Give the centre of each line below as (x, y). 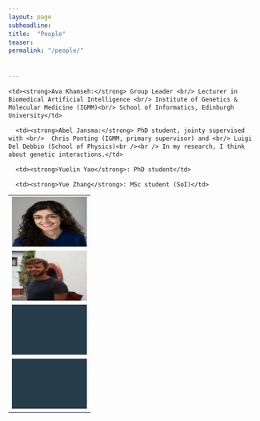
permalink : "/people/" (46, 51)
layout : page (30, 17)
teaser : (21, 42)
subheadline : (30, 25)
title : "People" (37, 34)
